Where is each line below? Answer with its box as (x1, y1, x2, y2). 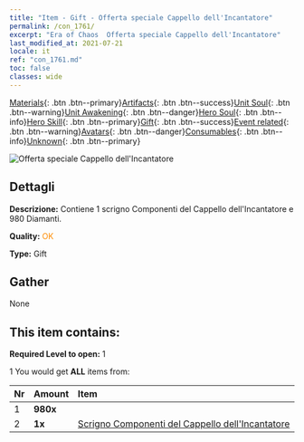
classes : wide (9, 72, 63, 82)
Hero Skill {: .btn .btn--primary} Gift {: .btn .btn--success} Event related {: (26, 116, 290, 127)
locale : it (9, 47, 51, 56)
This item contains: (9, 324, 120, 340)
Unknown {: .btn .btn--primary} (26, 135, 141, 146)
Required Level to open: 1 (9, 349, 106, 360)
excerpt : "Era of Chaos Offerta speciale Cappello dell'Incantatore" (9, 30, 281, 39)
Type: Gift (9, 248, 47, 259)
